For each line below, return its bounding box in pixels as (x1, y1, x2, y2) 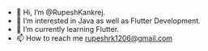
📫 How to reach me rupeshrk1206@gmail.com (15, 33, 172, 43)
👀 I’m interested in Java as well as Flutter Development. (15, 16, 201, 25)
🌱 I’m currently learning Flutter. (15, 25, 120, 33)
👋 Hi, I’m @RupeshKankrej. (15, 8, 106, 17)
